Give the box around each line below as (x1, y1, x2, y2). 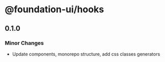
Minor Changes (5, 39, 44, 47)
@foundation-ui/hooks (5, 4, 104, 15)
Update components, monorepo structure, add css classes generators (12, 51, 160, 57)
